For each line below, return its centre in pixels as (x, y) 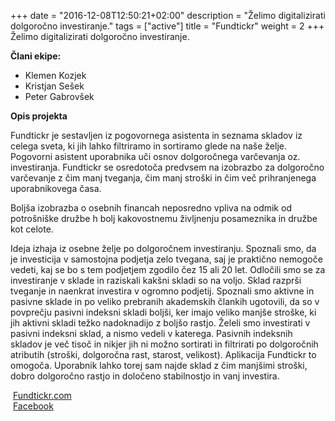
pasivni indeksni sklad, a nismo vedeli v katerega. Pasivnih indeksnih (151, 333)
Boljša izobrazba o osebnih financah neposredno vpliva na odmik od (151, 208)
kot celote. (32, 229)
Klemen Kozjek (55, 75)
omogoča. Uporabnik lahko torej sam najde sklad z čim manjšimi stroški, (159, 365)
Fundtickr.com (42, 395)
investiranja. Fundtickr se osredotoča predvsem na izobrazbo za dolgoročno (167, 167)
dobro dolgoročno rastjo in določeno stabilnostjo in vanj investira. (145, 376)
